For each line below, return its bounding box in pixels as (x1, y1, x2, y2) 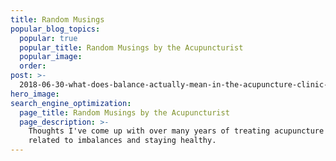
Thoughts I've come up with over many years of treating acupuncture (28, 126, 325, 136)
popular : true (19, 33, 78, 43)
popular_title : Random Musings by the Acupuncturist (19, 42, 244, 53)
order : (19, 61, 47, 71)
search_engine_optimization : (10, 98, 132, 108)
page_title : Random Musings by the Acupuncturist (19, 107, 230, 118)
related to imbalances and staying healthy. (28, 136, 217, 146)
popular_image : (19, 52, 83, 62)
